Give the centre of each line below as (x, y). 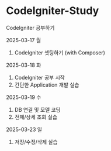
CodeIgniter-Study (53, 11)
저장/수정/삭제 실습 (36, 142)
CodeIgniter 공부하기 (30, 28)
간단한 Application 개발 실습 (47, 85)
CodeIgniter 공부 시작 (40, 77)
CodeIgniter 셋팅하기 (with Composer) (60, 52)
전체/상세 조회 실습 (36, 117)
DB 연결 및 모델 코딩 (37, 109)
